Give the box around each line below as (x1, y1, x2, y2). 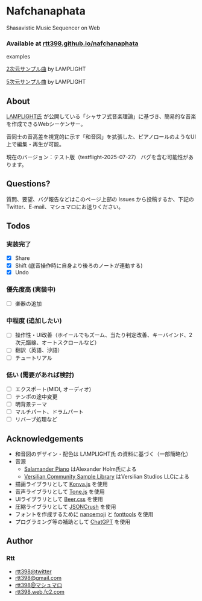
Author (6, 536, 33, 546)
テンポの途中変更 (14, 393, 58, 400)
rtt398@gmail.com (14, 574, 62, 581)
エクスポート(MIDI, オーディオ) (14, 385, 92, 392)
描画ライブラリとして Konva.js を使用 (14, 480, 109, 488)
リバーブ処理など (14, 416, 57, 423)
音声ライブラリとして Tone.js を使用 (14, 488, 105, 495)
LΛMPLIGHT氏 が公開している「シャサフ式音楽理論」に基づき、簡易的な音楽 (6, 113, 197, 120)
